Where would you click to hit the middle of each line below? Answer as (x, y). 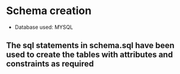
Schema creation (49, 11)
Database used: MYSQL (44, 27)
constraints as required (50, 64)
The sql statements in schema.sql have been (90, 46)
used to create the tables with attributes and (90, 55)
